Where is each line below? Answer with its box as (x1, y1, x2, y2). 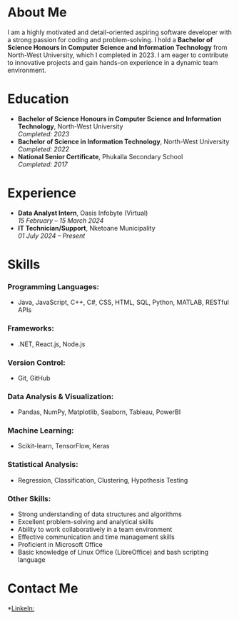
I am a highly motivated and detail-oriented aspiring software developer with (7, 28, 232, 36)
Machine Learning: (7, 426, 74, 436)
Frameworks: (7, 323, 55, 333)
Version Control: (7, 358, 66, 368)
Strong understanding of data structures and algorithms (17, 510, 182, 518)
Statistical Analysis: (7, 460, 78, 470)
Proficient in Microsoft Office (17, 540, 103, 549)
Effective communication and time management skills (17, 533, 175, 541)
